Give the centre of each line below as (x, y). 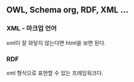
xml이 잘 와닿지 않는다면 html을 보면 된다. (56, 43)
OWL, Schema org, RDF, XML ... (67, 10)
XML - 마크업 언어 (32, 29)
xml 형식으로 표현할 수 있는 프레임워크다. (55, 73)
